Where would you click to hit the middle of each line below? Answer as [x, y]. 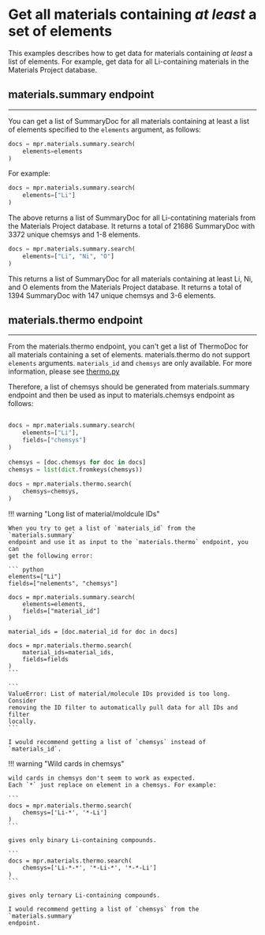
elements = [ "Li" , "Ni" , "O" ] [68, 256]
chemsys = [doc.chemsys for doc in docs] [77, 462]
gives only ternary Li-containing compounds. [84, 895]
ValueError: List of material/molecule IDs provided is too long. [119, 694]
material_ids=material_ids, [68, 652]
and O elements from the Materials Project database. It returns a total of [125, 287]
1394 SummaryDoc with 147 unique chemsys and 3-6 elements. [112, 295]
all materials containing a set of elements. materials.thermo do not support [129, 355]
